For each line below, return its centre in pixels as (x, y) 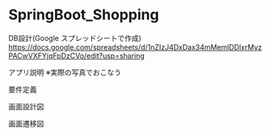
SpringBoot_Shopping (84, 15)
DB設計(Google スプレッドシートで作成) (75, 38)
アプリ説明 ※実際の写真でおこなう (65, 72)
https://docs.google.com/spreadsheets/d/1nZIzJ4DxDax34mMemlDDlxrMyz (135, 47)
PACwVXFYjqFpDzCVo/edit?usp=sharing (77, 56)
